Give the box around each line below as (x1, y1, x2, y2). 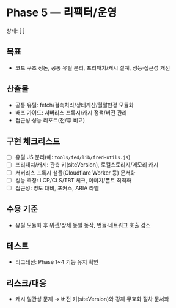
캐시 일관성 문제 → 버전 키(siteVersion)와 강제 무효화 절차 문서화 (15, 295, 169, 303)
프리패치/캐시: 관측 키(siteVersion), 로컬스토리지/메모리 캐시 (15, 161, 159, 168)
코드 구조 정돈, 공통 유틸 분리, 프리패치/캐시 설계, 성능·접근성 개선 (15, 64, 170, 71)
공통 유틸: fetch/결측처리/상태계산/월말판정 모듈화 (15, 101, 134, 108)
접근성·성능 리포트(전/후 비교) (15, 116, 86, 124)
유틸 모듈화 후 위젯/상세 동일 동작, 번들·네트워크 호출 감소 (15, 221, 151, 228)
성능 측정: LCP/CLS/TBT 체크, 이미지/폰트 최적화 (15, 176, 132, 184)
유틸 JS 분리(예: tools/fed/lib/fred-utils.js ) (15, 154, 131, 161)
